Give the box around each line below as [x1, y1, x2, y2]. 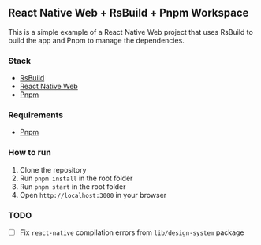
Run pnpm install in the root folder [19, 173, 133, 183]
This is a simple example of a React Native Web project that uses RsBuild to [8, 27, 254, 36]
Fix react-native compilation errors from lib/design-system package [19, 228, 244, 237]
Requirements [8, 110, 64, 121]
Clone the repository [19, 165, 87, 174]
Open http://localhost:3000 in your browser [19, 190, 167, 199]
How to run [8, 147, 51, 158]
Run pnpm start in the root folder [19, 181, 126, 191]
